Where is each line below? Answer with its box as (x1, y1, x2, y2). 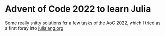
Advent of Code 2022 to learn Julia (5, 3, 151, 15)
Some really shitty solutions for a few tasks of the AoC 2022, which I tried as (5, 20, 161, 26)
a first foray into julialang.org (5, 25, 64, 31)
